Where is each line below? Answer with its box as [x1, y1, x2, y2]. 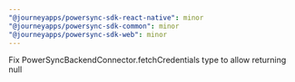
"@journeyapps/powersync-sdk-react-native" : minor [8, 13, 204, 23]
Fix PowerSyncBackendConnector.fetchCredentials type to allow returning [8, 55, 287, 66]
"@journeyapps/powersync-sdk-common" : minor [8, 22, 180, 31]
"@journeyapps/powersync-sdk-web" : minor [8, 30, 168, 39]
